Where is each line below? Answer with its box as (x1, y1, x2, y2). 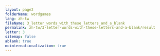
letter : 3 (5, 30, 25, 35)
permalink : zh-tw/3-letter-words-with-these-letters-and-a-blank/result (5, 25, 156, 30)
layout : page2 (5, 7, 34, 12)
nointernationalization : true (5, 43, 67, 48)
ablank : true (5, 39, 32, 44)
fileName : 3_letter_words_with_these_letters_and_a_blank (5, 20, 125, 26)
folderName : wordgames (5, 12, 51, 17)
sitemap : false (5, 35, 36, 39)
